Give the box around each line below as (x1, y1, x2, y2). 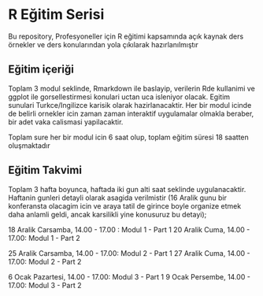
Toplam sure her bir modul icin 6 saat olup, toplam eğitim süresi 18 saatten (8, 132, 250, 142)
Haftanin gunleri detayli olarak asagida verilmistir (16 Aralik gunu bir (8, 193, 227, 202)
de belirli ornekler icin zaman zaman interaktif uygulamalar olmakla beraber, (8, 109, 254, 118)
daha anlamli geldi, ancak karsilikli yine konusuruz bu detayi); (8, 209, 207, 219)
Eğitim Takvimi (8, 164, 83, 177)
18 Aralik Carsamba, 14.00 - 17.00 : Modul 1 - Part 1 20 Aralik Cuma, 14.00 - (8, 224, 250, 234)
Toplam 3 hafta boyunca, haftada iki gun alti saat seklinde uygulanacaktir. (8, 184, 246, 194)
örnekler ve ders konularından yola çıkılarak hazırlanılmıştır (8, 39, 199, 49)
